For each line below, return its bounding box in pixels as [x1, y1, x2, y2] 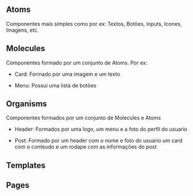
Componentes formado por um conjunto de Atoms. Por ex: [6, 59, 148, 66]
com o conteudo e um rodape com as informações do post [14, 143, 157, 150]
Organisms [6, 99, 48, 109]
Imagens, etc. [6, 26, 39, 33]
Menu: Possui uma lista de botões [14, 82, 97, 89]
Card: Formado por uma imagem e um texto [14, 70, 120, 77]
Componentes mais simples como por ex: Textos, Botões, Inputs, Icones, [6, 20, 182, 27]
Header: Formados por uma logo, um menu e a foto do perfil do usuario [14, 126, 188, 133]
